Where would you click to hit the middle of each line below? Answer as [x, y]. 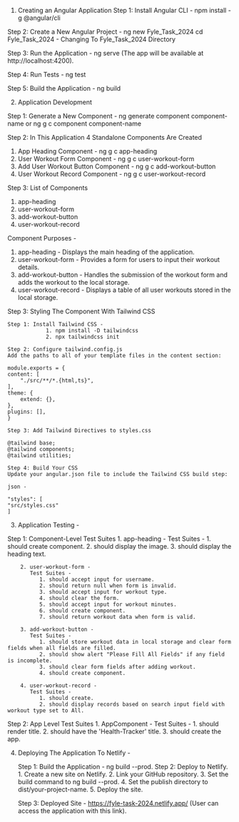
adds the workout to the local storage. [73, 282]
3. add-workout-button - [57, 629]
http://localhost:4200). [41, 61]
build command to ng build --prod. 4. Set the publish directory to [113, 782]
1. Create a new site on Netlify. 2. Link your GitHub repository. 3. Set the [123, 774]
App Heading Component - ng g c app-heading [87, 151]
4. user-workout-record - [59, 686]
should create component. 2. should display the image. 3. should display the [119, 546]
